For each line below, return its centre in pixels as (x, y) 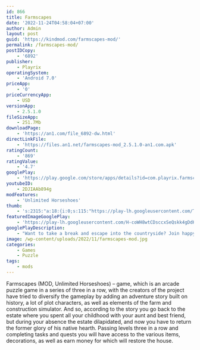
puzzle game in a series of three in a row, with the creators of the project (95, 290)
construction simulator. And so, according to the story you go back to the (96, 309)
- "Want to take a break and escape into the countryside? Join (98, 233)
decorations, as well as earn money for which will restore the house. (90, 340)
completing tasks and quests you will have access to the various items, (93, 334)
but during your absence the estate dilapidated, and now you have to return (99, 321)
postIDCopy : (21, 51)
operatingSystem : (28, 73)
